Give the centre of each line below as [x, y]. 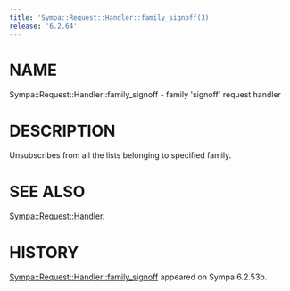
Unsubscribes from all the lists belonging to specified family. [120, 155]
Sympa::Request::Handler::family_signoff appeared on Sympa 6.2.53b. [138, 277]
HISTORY [44, 252]
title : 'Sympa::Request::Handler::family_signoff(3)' [112, 17]
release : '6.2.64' [43, 26]
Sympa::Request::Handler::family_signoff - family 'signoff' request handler [145, 95]
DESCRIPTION [62, 131]
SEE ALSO [47, 191]
